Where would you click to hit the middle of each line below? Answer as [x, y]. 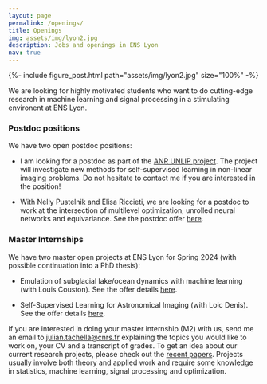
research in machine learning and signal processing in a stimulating [119, 99]
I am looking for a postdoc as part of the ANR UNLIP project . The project [139, 161]
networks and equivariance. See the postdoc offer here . [112, 219]
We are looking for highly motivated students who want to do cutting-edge [131, 91]
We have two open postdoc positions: [70, 146]
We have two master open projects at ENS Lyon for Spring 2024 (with [122, 257]
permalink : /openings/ [46, 23]
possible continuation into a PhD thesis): [75, 265]
